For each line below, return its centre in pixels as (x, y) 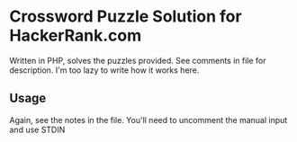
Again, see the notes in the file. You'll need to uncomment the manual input (148, 120)
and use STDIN (37, 129)
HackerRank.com (76, 35)
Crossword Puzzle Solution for (126, 17)
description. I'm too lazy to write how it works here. (104, 70)
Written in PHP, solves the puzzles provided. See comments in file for (138, 60)
